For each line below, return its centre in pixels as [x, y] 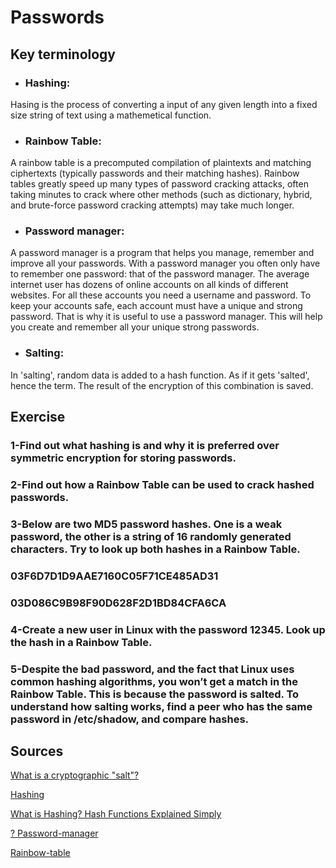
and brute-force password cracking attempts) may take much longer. [152, 205]
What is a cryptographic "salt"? [75, 775]
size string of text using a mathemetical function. [111, 115]
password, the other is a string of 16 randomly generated [151, 536]
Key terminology [63, 54]
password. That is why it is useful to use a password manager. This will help [166, 317]
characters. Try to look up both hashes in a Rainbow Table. [155, 549]
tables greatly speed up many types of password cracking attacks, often [159, 184]
